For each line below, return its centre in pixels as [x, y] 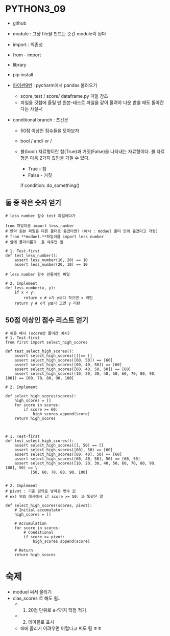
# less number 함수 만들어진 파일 [38, 274]
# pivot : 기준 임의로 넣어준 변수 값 [41, 491]
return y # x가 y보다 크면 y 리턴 [47, 303]
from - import [27, 55]
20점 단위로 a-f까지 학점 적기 [57, 610]
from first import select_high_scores [46, 342]
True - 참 [37, 168]
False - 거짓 [40, 175]
